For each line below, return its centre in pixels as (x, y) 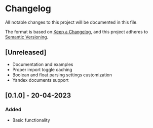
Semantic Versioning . (27, 37)
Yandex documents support (40, 80)
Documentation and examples (43, 64)
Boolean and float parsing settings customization (62, 75)
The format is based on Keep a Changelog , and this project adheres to (76, 32)
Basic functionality (31, 120)
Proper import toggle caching (42, 69)
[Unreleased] (26, 52)
